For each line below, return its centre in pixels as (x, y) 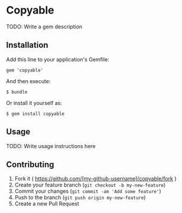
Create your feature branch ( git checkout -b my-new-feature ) (90, 185)
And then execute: (28, 81)
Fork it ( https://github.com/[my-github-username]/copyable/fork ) (95, 179)
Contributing (30, 164)
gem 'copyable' (25, 70)
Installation (27, 45)
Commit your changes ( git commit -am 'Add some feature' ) (88, 191)
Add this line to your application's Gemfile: (58, 59)
